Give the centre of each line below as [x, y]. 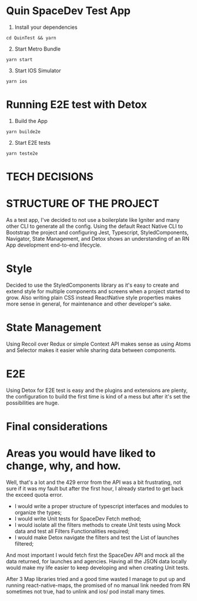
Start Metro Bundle [37, 49]
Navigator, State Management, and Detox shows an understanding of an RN [98, 239]
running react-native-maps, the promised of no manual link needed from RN [98, 585]
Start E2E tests [33, 142]
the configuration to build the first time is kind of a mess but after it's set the [98, 396]
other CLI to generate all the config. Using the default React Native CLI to [95, 226]
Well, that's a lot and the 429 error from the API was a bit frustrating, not [94, 482]
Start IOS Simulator [38, 70]
